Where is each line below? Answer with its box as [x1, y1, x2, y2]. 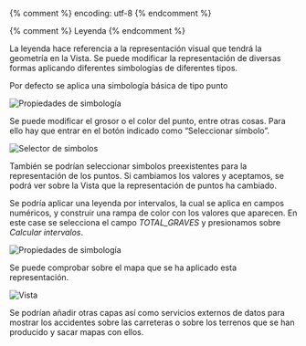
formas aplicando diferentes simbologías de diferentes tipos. [9, 63, 238, 73]
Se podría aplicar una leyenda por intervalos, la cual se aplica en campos [9, 198, 285, 208]
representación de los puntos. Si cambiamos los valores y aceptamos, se [9, 171, 285, 181]
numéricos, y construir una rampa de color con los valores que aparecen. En [9, 207, 298, 218]
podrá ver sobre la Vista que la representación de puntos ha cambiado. [9, 180, 277, 191]
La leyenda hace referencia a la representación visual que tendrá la [9, 43, 262, 54]
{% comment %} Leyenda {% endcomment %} [9, 26, 185, 36]
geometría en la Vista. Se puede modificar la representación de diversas [9, 53, 281, 63]
